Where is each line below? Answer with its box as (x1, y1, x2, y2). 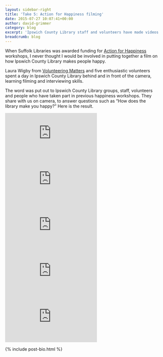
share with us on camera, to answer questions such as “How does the (5, 98, 146, 104)
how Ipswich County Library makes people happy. (5, 58, 106, 64)
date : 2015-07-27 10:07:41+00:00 (5, 16, 73, 21)
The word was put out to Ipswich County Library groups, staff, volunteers (5, 88, 153, 93)
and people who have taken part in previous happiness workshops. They (5, 92, 152, 98)
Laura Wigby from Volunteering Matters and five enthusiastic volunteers (5, 67, 150, 73)
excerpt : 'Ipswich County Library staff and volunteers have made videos (5, 30, 159, 35)
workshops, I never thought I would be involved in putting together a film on (5, 53, 158, 59)
